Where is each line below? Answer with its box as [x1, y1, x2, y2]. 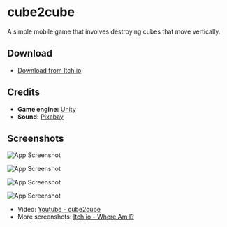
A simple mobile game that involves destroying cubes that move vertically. [7, 27, 221, 36]
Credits [7, 87, 41, 98]
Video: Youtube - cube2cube [17, 205, 101, 214]
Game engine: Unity [17, 105, 77, 113]
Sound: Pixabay [17, 112, 64, 121]
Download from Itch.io [17, 66, 82, 74]
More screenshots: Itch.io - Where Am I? [17, 212, 134, 221]
